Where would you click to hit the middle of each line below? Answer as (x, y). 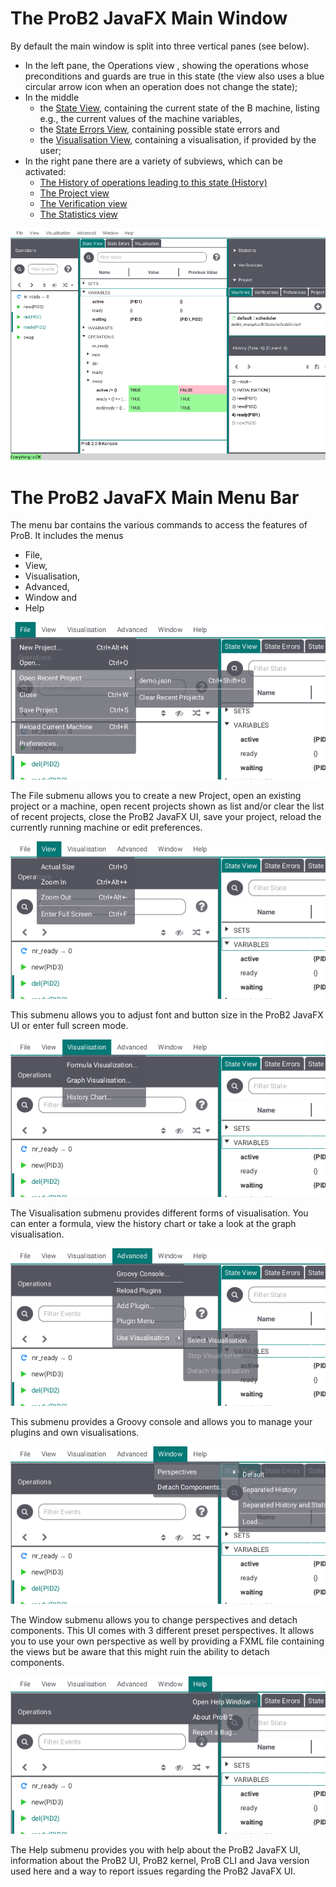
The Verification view (83, 203)
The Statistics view (78, 214)
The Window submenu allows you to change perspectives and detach (154, 1620)
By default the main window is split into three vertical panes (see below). (160, 46)
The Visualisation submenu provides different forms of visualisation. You (159, 1213)
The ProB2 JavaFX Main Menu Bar (155, 497)
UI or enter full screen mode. (69, 1026)
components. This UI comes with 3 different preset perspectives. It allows (162, 1631)
